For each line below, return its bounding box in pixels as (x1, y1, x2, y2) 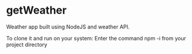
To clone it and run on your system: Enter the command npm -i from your (6, 34, 187, 42)
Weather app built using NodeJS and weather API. (6, 23, 130, 30)
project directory (6, 41, 48, 48)
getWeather (6, 4, 67, 17)
